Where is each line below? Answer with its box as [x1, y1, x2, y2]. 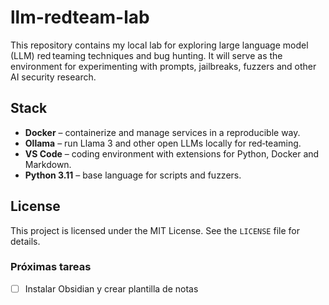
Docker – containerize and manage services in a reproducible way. [24, 126, 301, 138]
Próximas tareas [10, 260, 92, 274]
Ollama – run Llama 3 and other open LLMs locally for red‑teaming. [24, 137, 302, 149]
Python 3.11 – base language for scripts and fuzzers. [24, 169, 242, 181]
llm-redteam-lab [10, 6, 150, 29]
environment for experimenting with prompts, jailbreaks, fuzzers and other [10, 60, 317, 72]
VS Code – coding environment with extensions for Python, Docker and [24, 147, 320, 160]
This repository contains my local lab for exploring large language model [10, 39, 309, 51]
